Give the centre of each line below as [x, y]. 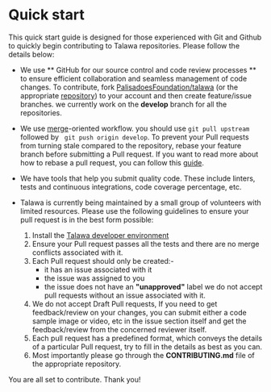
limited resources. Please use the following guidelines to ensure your [134, 211]
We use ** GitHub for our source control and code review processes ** [138, 69]
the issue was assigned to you [94, 278]
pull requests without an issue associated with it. [125, 295]
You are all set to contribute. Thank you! [75, 379]
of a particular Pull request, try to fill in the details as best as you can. [147, 346]
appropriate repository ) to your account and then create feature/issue [136, 95]
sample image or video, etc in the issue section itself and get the [139, 321]
